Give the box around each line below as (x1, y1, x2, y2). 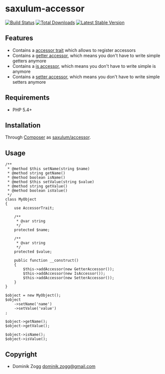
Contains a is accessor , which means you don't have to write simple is (12, 63, 156, 69)
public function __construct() (14, 258, 79, 263)
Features (5, 34, 33, 42)
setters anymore (12, 79, 46, 85)
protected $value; (14, 249, 52, 254)
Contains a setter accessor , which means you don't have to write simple (12, 73, 160, 80)
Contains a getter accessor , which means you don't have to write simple (12, 52, 161, 58)
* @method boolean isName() (7, 175, 66, 180)
